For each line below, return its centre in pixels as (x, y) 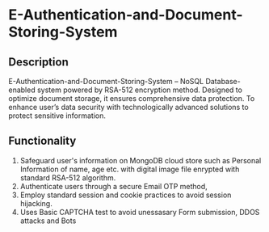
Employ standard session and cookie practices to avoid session (126, 195)
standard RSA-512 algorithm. (68, 177)
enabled (22, 90)
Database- (223, 81)
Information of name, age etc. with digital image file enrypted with (130, 169)
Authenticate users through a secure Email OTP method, (113, 186)
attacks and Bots (48, 221)
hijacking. (36, 203)
